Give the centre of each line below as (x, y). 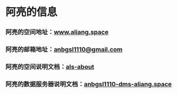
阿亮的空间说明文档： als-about (50, 67)
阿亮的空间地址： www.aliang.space (57, 32)
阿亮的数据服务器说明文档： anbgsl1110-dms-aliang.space (89, 84)
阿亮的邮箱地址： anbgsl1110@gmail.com (64, 50)
